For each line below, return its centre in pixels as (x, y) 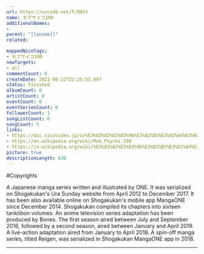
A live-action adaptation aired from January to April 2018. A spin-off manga (100, 232)
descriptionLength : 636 (36, 158)
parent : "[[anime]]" (32, 35)
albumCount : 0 (24, 91)
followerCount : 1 (28, 113)
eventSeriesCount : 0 (32, 107)
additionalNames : (28, 23)
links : (15, 130)
